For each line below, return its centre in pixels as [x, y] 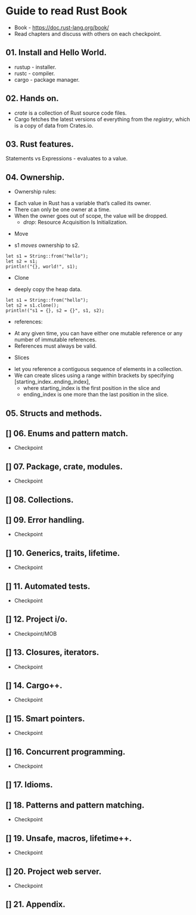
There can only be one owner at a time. [62, 209]
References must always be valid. [55, 346]
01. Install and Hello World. [56, 53]
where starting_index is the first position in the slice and [91, 388]
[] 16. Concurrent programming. [66, 752]
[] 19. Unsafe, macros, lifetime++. [69, 838]
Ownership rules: [35, 191]
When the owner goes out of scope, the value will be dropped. [91, 216]
